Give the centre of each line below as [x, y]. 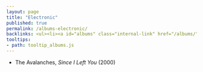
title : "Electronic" [32, 17]
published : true [27, 23]
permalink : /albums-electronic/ [47, 28]
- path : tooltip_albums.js [40, 46]
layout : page [23, 12]
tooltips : [19, 40]
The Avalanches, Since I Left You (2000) [65, 62]
